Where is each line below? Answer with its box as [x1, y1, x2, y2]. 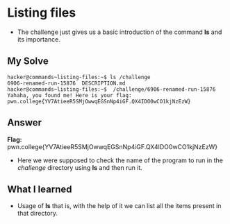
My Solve [7, 55, 49, 67]
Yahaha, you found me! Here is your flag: [7, 92, 132, 98]
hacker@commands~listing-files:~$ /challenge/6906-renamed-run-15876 [7, 85, 216, 93]
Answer [7, 117, 42, 129]
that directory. [17, 209, 58, 218]
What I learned [7, 183, 72, 195]
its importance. [17, 35, 61, 43]
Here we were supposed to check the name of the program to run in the [17, 156, 224, 164]
